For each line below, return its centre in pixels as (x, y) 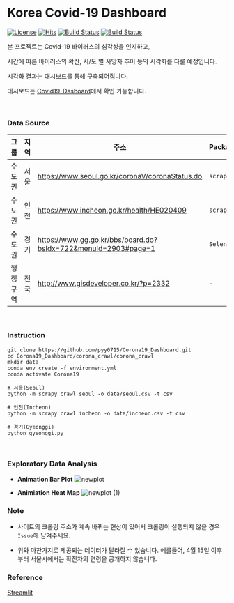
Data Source (29, 123)
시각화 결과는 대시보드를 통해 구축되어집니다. (68, 76)
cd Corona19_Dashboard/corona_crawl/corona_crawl (81, 356)
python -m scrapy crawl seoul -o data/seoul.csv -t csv (90, 394)
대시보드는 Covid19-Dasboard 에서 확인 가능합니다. (77, 91)
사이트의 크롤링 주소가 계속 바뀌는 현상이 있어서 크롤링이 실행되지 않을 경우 (119, 527)
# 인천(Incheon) (29, 407)
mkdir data (23, 362)
